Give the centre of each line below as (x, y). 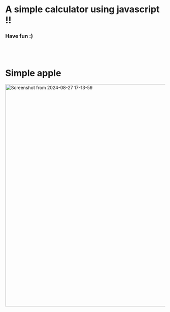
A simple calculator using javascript (82, 9)
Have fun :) (19, 36)
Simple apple (33, 73)
